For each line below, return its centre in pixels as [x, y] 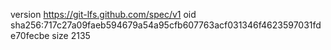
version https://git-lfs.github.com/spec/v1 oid [103, 14]
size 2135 [71, 35]
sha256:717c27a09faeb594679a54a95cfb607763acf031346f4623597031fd [166, 25]
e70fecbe [30, 35]
